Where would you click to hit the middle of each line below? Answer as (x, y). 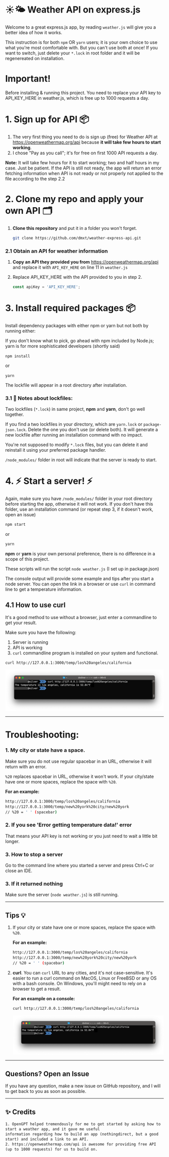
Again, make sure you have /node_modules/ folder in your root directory (79, 498)
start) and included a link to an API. (47, 1139)
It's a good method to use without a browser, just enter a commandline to (81, 617)
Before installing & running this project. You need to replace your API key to (83, 93)
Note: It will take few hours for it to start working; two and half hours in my (82, 162)
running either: (21, 331)
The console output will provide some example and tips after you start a (79, 578)
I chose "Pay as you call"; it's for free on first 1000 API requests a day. (85, 153)
